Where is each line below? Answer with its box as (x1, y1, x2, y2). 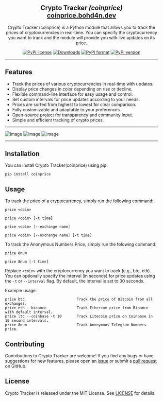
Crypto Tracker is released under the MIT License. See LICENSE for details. (5, 390, 156, 396)
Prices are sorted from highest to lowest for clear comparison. (12, 102, 137, 107)
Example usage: (5, 288, 37, 294)
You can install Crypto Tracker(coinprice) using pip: (5, 162, 108, 168)
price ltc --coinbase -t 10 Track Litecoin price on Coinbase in (5, 314, 153, 319)
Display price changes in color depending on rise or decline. (12, 86, 133, 92)
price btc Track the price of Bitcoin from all (5, 297, 153, 302)
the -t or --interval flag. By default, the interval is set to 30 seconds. (5, 278, 145, 284)
